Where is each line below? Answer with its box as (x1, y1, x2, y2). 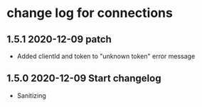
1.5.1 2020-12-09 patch (6, 33, 112, 45)
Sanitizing (16, 91, 47, 100)
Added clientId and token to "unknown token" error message (16, 52, 196, 60)
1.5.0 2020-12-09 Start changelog (6, 72, 161, 84)
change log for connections (6, 5, 174, 21)
